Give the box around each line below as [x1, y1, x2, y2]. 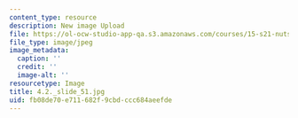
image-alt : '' [17, 71, 69, 80]
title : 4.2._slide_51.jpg [9, 87, 105, 96]
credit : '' [17, 63, 58, 72]
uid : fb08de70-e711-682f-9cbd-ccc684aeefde [9, 95, 173, 105]
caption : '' [17, 54, 62, 63]
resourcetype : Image [9, 79, 86, 88]
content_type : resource [9, 12, 98, 22]
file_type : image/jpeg [9, 37, 93, 47]
